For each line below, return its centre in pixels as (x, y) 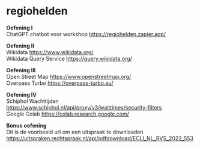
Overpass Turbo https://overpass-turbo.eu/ (60, 83)
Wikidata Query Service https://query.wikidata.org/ (69, 58)
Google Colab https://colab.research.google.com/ (68, 114)
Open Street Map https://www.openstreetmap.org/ (69, 76)
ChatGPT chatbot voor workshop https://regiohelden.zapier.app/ (86, 34)
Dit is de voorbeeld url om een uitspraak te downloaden (75, 132)
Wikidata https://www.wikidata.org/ (50, 52)
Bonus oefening (26, 125)
